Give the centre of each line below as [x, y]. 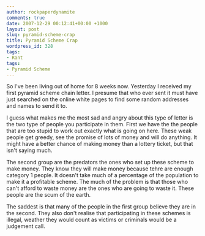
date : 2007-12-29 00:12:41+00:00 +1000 [57, 23]
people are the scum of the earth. [49, 195]
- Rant [15, 58]
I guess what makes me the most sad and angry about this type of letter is [100, 118]
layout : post [23, 29]
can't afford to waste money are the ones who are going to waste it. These [100, 188]
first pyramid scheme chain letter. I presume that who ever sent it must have [102, 93]
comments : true [26, 18]
